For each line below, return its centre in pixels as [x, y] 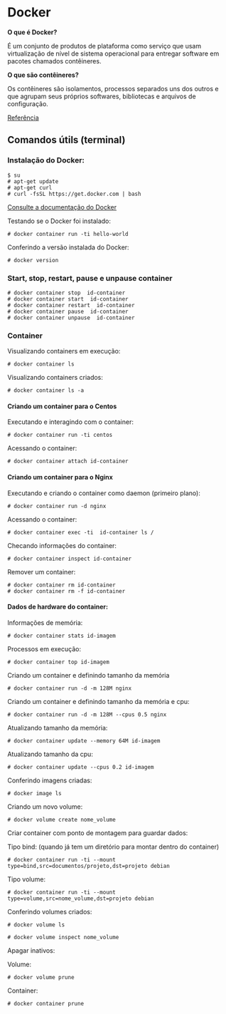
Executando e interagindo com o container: [70, 422]
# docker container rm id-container [61, 585]
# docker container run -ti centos [60, 435]
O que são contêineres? [43, 75]
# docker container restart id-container [71, 305]
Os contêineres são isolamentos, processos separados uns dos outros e [113, 88]
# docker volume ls [36, 925]
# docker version [33, 260]
